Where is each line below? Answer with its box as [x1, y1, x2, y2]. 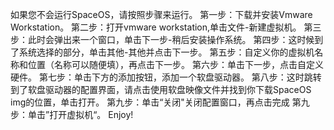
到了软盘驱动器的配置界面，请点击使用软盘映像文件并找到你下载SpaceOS [10, 84, 312, 95]
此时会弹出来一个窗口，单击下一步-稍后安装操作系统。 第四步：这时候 [27, 34, 315, 45]
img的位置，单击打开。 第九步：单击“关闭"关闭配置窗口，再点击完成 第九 [10, 96, 310, 108]
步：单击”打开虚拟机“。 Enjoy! [10, 109, 134, 120]
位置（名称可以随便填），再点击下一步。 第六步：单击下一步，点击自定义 [27, 59, 324, 70]
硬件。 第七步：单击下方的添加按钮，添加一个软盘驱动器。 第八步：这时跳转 [10, 71, 322, 83]
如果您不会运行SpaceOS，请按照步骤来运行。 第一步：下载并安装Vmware [10, 9, 313, 20]
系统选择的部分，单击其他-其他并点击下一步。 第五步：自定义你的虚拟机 [18, 46, 315, 58]
